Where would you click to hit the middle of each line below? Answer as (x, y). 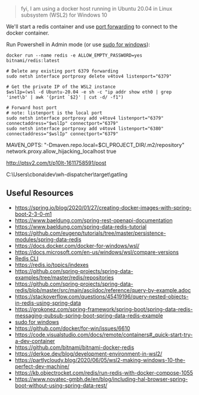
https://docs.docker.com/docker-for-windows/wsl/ (77, 246)
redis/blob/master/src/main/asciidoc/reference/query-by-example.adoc (103, 290)
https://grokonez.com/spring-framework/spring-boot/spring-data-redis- (104, 309)
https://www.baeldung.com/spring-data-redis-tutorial (81, 226)
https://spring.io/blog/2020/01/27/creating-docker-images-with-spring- (103, 207)
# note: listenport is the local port (54, 113)
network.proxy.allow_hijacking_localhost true (61, 151)
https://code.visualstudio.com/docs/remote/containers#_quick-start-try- (104, 335)
